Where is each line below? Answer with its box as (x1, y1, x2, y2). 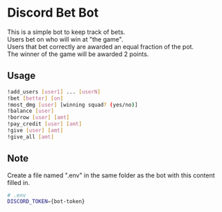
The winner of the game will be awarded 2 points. (7, 50, 149, 58)
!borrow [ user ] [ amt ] (7, 114, 70, 121)
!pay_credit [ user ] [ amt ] (7, 121, 82, 127)
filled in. (7, 178, 30, 186)
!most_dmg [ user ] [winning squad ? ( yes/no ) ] (7, 101, 138, 108)
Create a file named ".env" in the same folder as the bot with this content (7, 171, 215, 179)
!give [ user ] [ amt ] (7, 127, 64, 134)
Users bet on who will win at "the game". (7, 35, 123, 43)
